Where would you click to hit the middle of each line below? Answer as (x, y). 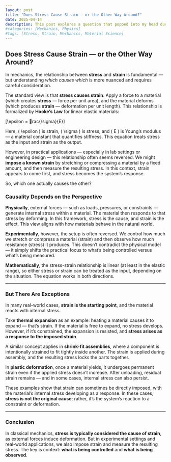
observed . (16, 455)
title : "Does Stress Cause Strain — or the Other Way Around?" (74, 15)
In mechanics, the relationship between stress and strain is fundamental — (84, 74)
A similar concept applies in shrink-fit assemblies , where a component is (82, 346)
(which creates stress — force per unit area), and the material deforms (80, 100)
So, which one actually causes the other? (48, 183)
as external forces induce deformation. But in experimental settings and (80, 439)
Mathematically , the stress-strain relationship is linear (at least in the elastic (85, 265)
